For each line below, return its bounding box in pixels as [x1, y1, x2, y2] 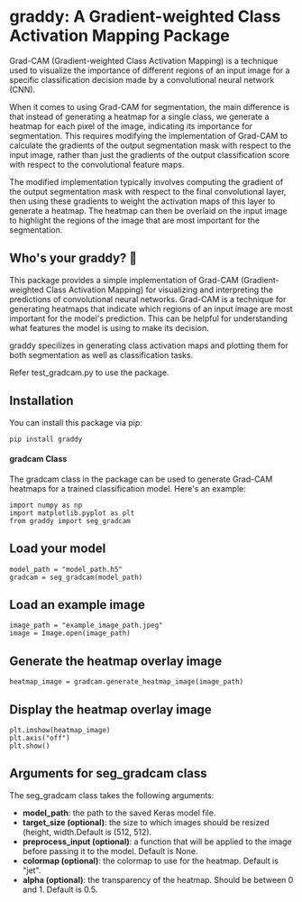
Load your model [9, 541, 106, 557]
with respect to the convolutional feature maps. [9, 159, 185, 170]
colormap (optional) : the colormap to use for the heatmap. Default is [22, 855, 279, 866]
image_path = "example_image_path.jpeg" [9, 621, 164, 630]
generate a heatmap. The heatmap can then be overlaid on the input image [9, 205, 288, 216]
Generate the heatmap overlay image [9, 653, 223, 668]
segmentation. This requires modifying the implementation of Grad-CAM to [9, 130, 288, 141]
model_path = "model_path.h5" [9, 565, 124, 574]
